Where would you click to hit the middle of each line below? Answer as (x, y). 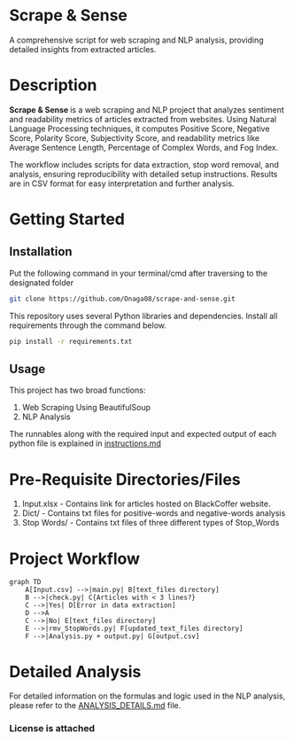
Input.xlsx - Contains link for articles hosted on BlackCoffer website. (146, 504)
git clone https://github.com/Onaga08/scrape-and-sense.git (123, 299)
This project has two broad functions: (77, 390)
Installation (41, 252)
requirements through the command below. (88, 325)
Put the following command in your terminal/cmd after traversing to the (139, 273)
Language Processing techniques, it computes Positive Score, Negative (139, 129)
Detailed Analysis (75, 671)
